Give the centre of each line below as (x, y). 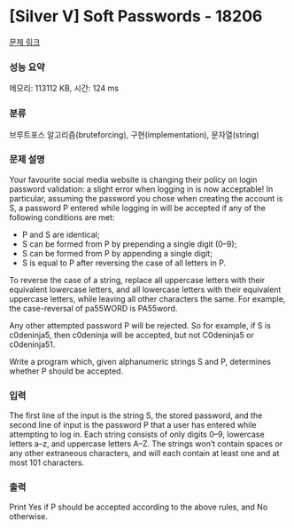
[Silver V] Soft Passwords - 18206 (136, 16)
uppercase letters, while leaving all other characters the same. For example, (147, 298)
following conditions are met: (62, 217)
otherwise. (29, 517)
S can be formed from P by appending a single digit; (117, 253)
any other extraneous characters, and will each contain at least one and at (144, 454)
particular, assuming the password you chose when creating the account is (146, 198)
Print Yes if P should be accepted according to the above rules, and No (139, 507)
